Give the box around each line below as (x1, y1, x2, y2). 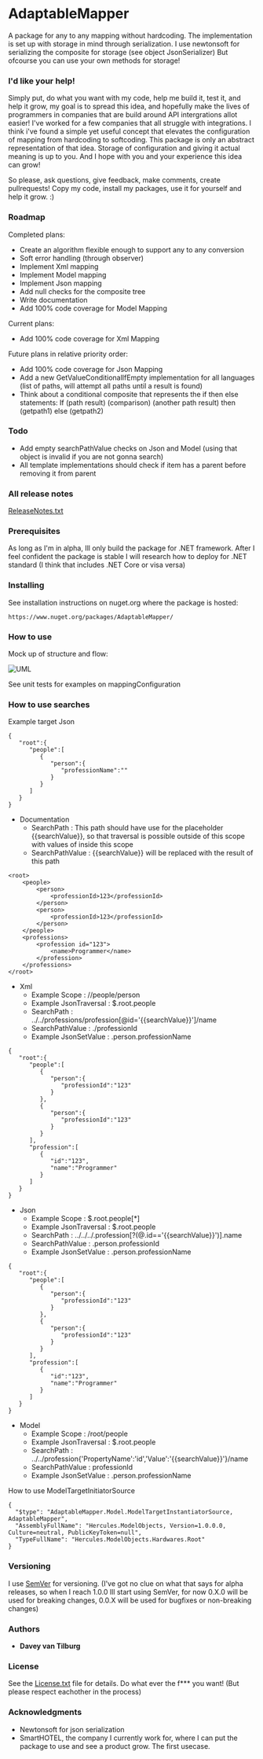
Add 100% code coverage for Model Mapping (19, 304, 167, 313)
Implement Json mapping (19, 278, 102, 288)
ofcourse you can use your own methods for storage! (8, 56, 181, 65)
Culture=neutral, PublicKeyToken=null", (8, 1529, 143, 1537)
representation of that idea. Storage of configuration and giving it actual (8, 143, 241, 153)
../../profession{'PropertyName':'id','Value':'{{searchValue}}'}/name (31, 1454, 249, 1463)
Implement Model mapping (19, 270, 107, 279)
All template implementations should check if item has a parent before (19, 460, 247, 469)
